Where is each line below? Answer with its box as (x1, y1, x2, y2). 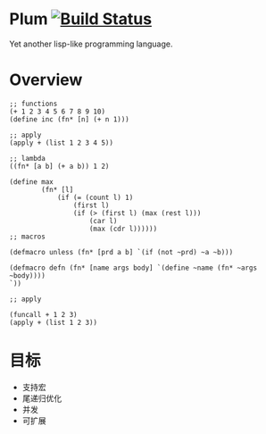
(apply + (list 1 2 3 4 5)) (9, 138, 114, 147)
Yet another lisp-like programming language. (9, 38, 173, 49)
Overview (9, 70, 83, 90)
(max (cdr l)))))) (88, 224, 158, 233)
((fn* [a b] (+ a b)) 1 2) (9, 162, 110, 171)
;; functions (9, 99, 58, 108)
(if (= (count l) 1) (56, 193, 134, 202)
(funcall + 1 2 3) (9, 310, 78, 319)
